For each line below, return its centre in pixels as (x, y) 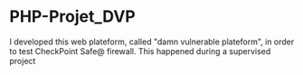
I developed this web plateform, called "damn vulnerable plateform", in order (152, 42)
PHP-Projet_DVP (72, 17)
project (23, 61)
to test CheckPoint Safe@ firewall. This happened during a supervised (140, 51)
